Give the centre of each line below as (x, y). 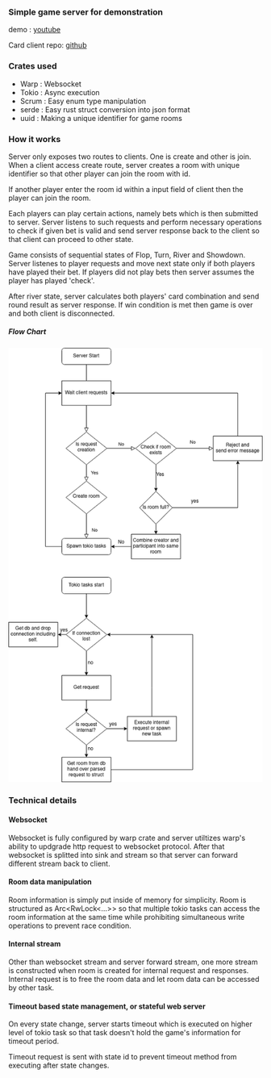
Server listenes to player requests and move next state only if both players (132, 263)
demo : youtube (35, 30)
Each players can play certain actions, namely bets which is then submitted (133, 213)
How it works (35, 139)
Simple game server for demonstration (86, 12)
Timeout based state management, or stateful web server (107, 1006)
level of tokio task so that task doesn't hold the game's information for (125, 1033)
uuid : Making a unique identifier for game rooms (101, 118)
